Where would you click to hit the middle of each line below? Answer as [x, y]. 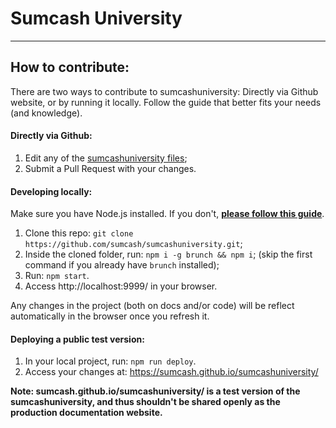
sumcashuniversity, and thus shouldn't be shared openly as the [145, 402]
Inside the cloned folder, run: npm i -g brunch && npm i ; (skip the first [168, 254]
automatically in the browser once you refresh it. [110, 316]
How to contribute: [70, 67]
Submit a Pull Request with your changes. [110, 168]
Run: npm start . [57, 276]
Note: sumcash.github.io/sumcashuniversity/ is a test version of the [155, 391]
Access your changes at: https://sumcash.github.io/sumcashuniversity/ [171, 372]
